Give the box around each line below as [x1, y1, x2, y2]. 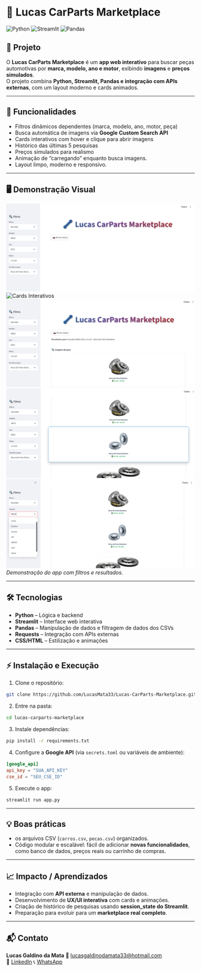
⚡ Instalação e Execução [6, 660, 99, 671]
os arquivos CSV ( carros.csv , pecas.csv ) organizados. [14, 835, 149, 842]
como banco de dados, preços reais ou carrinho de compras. [14, 848, 166, 855]
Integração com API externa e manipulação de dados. [14, 890, 148, 897]
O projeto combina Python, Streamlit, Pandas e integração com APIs [6, 77, 178, 84]
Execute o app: [14, 784, 52, 792]
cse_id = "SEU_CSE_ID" [6, 774, 63, 780]
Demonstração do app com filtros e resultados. [6, 568, 124, 576]
